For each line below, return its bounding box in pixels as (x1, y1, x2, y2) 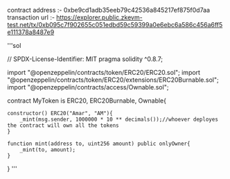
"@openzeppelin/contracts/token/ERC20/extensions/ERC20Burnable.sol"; (7, 76, 220, 84)
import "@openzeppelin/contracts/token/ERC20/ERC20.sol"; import (7, 69, 201, 76)
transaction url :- (7, 13, 55, 22)
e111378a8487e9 (7, 28, 55, 36)
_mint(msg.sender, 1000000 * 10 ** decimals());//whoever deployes (19, 116, 218, 123)
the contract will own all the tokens (7, 122, 119, 129)
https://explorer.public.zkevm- (56, 13, 143, 22)
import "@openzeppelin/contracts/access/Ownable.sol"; (7, 83, 169, 91)
